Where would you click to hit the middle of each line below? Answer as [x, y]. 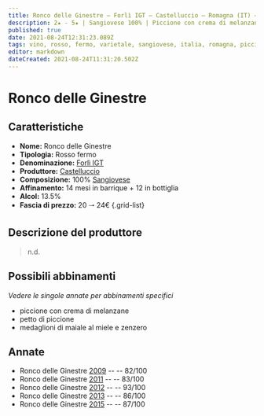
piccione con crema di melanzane [74, 311]
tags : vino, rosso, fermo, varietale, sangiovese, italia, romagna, [123, 45]
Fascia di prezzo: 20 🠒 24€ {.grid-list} [82, 204]
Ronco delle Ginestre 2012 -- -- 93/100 [82, 388]
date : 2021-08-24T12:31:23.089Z [61, 37]
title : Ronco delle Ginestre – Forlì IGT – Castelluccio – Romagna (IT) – [133, 15]
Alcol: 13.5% [40, 196]
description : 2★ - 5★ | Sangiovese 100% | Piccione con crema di [117, 23]
